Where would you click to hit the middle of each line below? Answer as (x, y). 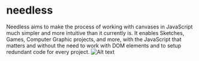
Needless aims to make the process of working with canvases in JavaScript (99, 27)
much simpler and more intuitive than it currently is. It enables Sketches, (95, 33)
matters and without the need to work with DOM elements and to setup (94, 46)
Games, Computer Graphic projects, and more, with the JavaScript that (94, 39)
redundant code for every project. (48, 52)
